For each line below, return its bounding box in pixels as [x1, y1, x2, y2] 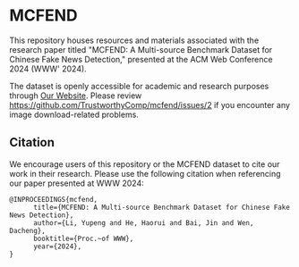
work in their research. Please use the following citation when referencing [9, 168, 281, 179]
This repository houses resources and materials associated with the [9, 35, 260, 46]
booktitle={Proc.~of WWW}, [32, 234, 134, 243]
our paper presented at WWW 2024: [9, 178, 145, 188]
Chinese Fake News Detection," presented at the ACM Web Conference [9, 54, 273, 64]
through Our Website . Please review [9, 90, 142, 101]
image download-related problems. [9, 109, 139, 120]
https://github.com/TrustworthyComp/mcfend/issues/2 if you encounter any [9, 99, 291, 110]
